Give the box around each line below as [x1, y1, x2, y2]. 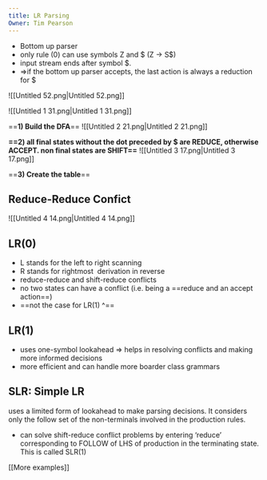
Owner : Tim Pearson [8, 19, 74, 27]
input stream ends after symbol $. [19, 58, 132, 68]
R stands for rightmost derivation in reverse [19, 267, 165, 276]
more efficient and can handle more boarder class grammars [19, 361, 221, 371]
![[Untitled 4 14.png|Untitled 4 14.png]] [8, 213, 136, 224]
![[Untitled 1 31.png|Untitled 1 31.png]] [8, 105, 132, 116]
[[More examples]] [8, 462, 70, 472]
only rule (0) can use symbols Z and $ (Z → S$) [19, 50, 177, 59]
